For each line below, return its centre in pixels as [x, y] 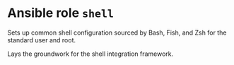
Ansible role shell [61, 13]
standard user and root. [42, 40]
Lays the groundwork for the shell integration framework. [90, 54]
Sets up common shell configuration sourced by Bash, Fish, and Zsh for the [117, 32]
